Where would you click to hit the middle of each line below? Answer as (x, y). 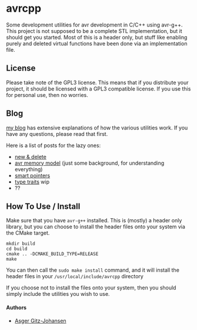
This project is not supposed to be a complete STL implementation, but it (94, 31)
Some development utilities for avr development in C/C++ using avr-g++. (95, 25)
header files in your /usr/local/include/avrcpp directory (75, 276)
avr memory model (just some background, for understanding (89, 163)
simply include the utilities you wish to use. (58, 294)
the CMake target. (28, 233)
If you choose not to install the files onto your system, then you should (91, 288)
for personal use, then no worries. (47, 95)
